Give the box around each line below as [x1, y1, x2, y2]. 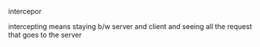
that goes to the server [8, 31, 82, 39]
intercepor [8, 7, 42, 16]
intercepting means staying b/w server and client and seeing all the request [8, 22, 253, 31]
